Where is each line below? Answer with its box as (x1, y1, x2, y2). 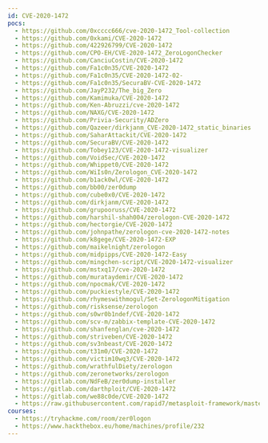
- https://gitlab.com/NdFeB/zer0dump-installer (14, 377, 177, 385)
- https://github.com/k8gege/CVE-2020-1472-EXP (14, 236, 177, 244)
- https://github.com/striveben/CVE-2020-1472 (14, 332, 173, 341)
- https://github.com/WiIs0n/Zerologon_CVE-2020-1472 (14, 169, 198, 177)
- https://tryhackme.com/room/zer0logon (14, 415, 151, 423)
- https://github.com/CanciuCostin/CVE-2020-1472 (14, 57, 183, 65)
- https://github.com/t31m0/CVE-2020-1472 (14, 347, 158, 356)
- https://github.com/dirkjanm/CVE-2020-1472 (14, 198, 170, 206)
